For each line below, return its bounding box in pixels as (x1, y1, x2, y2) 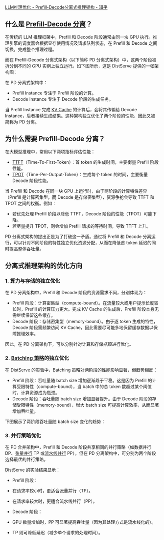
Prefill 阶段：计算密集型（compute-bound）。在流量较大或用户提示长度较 (12, 300, 159, 306)
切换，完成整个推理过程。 (5, 46, 57, 52)
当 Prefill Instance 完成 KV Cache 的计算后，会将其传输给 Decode (5, 106, 137, 112)
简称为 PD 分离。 (5, 119, 39, 124)
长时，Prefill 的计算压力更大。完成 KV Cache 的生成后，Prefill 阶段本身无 (12, 306, 159, 312)
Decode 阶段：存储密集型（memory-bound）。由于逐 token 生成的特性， (12, 319, 158, 325)
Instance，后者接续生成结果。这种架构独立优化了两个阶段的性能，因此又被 (5, 113, 156, 119)
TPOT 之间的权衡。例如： (5, 200, 57, 206)
